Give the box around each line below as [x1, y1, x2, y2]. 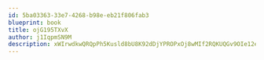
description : [8, 41, 51, 48]
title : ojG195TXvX [8, 26, 68, 34]
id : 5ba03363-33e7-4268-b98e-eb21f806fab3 [8, 11, 149, 19]
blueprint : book [8, 19, 61, 26]
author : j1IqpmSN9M [8, 33, 72, 41]
